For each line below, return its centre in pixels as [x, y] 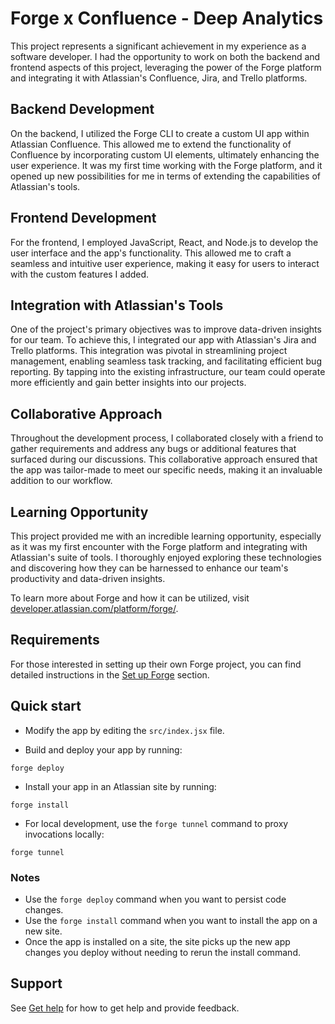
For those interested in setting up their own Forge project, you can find [156, 664]
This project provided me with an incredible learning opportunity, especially [166, 536]
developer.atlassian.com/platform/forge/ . [94, 608]
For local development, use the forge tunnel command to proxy [156, 823]
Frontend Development [83, 218]
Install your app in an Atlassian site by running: [120, 786]
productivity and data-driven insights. [88, 578]
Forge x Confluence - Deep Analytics [167, 18]
